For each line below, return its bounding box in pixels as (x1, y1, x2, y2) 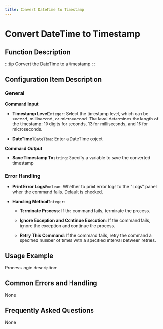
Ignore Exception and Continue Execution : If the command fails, (19, 217, 151, 223)
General (5, 90, 24, 96)
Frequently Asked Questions (5, 306, 94, 315)
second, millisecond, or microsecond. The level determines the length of (12, 116, 159, 122)
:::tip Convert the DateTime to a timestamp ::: (5, 61, 95, 67)
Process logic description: (5, 265, 58, 270)
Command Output (5, 146, 43, 151)
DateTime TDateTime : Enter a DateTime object (12, 136, 103, 142)
